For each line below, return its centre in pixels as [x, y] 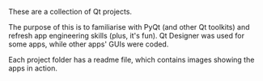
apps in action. [33, 68]
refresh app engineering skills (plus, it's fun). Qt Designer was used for [127, 36]
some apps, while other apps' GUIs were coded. [89, 44]
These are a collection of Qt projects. [70, 12]
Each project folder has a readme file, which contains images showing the [131, 60]
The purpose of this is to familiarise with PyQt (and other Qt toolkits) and [129, 27]
